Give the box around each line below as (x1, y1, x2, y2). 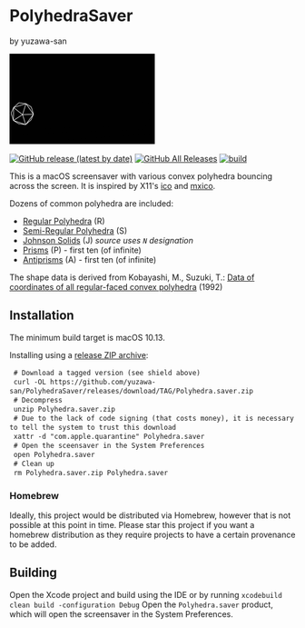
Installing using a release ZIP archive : (9, 349, 149, 360)
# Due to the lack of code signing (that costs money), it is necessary (13, 414, 295, 423)
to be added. (9, 539, 57, 550)
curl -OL (13, 377, 47, 386)
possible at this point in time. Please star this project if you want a (9, 520, 255, 531)
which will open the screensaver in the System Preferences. (9, 608, 233, 619)
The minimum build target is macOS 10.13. (9, 332, 165, 343)
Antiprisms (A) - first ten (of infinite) (22, 254, 157, 264)
